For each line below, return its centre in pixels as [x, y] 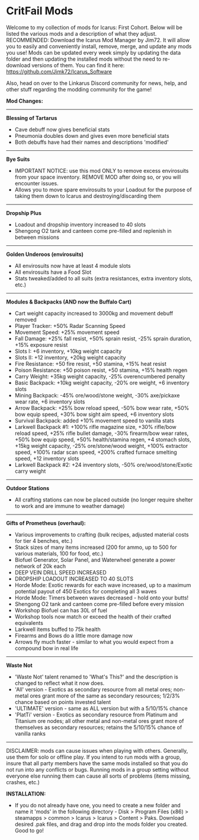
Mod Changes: [25, 101]
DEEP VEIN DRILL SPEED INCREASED [60, 572]
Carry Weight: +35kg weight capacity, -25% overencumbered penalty [100, 376]
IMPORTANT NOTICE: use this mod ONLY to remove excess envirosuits [102, 170]
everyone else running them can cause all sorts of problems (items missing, [99, 776]
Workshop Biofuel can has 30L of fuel [61, 610]
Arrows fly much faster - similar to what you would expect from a [94, 642]
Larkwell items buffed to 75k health [57, 629]
